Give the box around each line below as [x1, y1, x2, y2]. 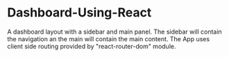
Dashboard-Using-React [7, 5, 152, 21]
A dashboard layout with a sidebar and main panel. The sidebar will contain [7, 27, 222, 36]
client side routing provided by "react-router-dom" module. [7, 42, 176, 50]
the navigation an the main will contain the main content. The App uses [7, 34, 210, 43]
